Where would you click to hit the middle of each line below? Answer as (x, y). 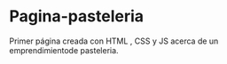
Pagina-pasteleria (77, 16)
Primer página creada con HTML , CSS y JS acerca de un (114, 41)
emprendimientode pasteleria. (64, 50)
